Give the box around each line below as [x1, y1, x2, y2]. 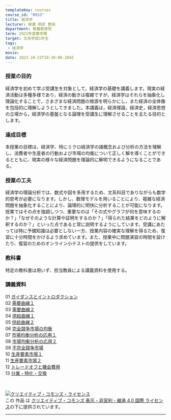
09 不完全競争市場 [5, 344, 44, 351]
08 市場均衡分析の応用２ [5, 338, 57, 344]
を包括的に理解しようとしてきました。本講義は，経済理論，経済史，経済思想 [5, 104, 166, 110]
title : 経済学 [5, 17, 33, 22]
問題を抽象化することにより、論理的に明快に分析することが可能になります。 [5, 202, 165, 208]
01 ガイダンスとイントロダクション [5, 293, 78, 300]
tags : [5, 41, 17, 46]
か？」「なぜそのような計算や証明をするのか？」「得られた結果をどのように [5, 215, 161, 221]
